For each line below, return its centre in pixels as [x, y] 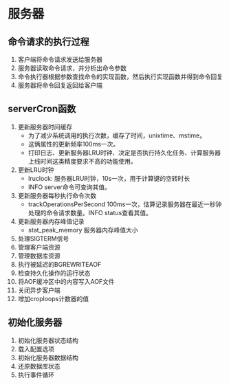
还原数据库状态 [39, 366]
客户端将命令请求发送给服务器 [60, 59]
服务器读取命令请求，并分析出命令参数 [72, 68]
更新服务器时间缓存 [45, 126]
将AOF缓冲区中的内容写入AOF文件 [66, 281]
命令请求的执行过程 [48, 42]
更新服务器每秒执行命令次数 [57, 195]
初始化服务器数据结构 [48, 357]
